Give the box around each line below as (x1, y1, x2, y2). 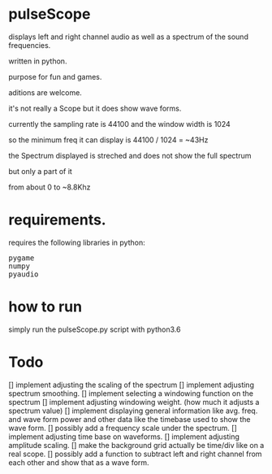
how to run (8, 298, 83, 316)
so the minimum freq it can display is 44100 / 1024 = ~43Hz (8, 135, 209, 145)
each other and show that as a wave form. (8, 457, 149, 467)
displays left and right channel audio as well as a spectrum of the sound (8, 32, 249, 41)
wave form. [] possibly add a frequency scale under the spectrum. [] (8, 423, 237, 433)
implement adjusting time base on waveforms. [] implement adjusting (8, 432, 240, 441)
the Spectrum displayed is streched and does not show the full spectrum (8, 150, 252, 160)
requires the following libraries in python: (8, 237, 145, 247)
